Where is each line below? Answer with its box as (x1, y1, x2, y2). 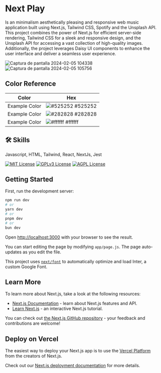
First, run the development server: (5, 188, 74, 194)
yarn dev (5, 207, 23, 212)
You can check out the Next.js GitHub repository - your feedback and (5, 315, 146, 321)
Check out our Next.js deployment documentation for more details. (5, 363, 140, 369)
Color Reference (5, 80, 56, 88)
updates (5, 249, 22, 255)
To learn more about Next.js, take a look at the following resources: (5, 291, 141, 297)
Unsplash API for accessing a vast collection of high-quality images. (5, 40, 143, 46)
